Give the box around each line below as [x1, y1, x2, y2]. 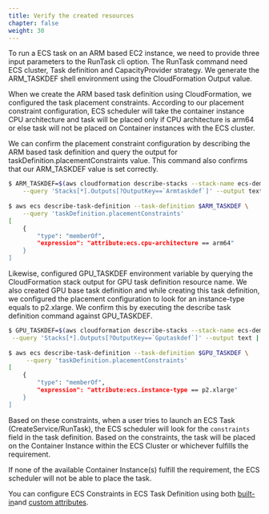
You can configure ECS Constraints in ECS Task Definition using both [8, 488, 236, 498]
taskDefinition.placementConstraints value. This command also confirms [8, 156, 248, 165]
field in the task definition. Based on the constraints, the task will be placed [8, 432, 256, 442]
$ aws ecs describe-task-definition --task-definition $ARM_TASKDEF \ [8, 202, 249, 210]
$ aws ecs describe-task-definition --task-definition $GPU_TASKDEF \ [8, 349, 249, 357]
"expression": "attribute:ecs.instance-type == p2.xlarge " [37, 386, 239, 394]
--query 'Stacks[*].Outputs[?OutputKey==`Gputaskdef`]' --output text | [11, 333, 260, 342]
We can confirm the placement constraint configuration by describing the [8, 139, 251, 149]
